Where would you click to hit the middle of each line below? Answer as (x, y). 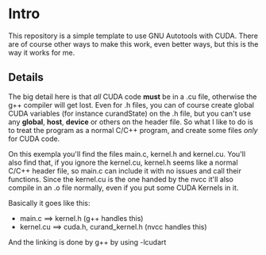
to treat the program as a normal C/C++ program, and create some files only (133, 130)
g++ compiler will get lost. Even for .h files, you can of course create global (131, 105)
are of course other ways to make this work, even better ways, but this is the (133, 44)
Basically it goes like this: (49, 203)
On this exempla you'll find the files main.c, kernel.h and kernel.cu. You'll (127, 154)
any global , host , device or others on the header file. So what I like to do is (131, 122)
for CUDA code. (34, 139)
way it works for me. (42, 52)
